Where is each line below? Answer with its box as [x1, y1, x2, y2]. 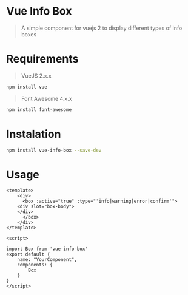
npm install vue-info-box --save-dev [6, 147, 102, 153]
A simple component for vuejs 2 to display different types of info [21, 24, 183, 32]
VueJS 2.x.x [21, 72, 52, 80]
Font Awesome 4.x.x [21, 95, 72, 102]
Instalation [6, 127, 61, 141]
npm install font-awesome [6, 106, 72, 113]
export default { [6, 251, 50, 257]
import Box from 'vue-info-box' [6, 246, 88, 253]
